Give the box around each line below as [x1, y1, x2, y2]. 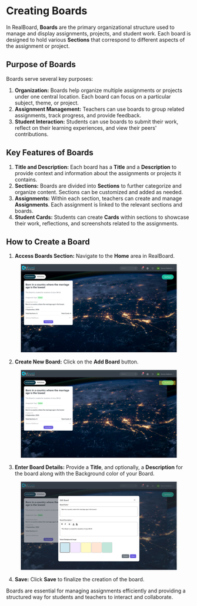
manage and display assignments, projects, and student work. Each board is [6, 30, 191, 37]
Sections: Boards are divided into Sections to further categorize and [14, 182, 182, 189]
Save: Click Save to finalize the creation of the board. [14, 575, 145, 582]
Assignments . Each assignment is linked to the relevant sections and [14, 201, 183, 208]
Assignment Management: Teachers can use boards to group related [14, 105, 185, 113]
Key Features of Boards [6, 148, 94, 158]
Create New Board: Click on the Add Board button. [14, 358, 139, 365]
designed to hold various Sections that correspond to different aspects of [6, 36, 185, 43]
